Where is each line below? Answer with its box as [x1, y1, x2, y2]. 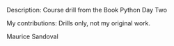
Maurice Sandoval [6, 32, 58, 41]
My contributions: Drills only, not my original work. [6, 19, 151, 27]
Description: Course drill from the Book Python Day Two [6, 6, 168, 14]
